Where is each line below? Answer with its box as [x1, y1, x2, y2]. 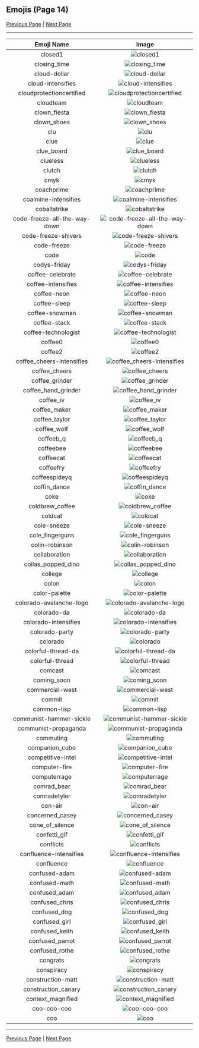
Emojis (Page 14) [6, 5, 69, 15]
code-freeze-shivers [21, 231, 82, 240]
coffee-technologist [23, 328, 80, 336]
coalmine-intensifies [23, 195, 81, 203]
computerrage [31, 772, 72, 781]
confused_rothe [30, 946, 74, 955]
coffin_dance [33, 483, 70, 491]
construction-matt [25, 975, 78, 983]
